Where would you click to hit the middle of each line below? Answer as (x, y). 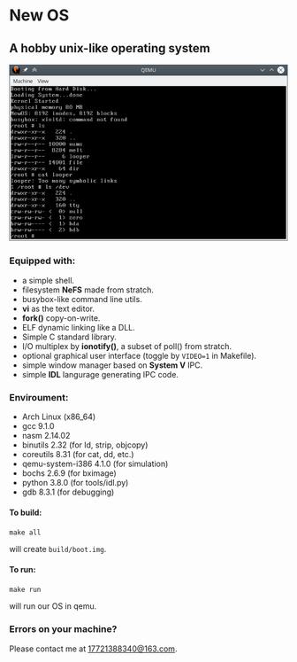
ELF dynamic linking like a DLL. (78, 327)
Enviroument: (39, 397)
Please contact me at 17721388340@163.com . (93, 649)
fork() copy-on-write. (61, 318)
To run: (23, 569)
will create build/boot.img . (58, 549)
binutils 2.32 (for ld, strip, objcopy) (85, 445)
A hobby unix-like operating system (110, 48)
